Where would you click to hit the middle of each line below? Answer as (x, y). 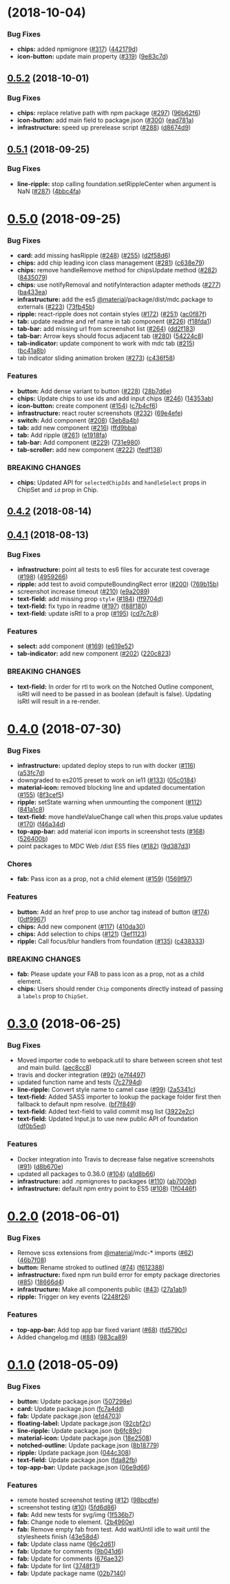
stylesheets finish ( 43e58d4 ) (58, 1537)
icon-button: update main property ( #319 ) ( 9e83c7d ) (93, 57)
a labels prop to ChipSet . (52, 996)
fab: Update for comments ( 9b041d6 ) (70, 1552)
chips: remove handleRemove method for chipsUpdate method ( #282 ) (117, 270)
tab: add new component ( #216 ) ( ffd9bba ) (77, 427)
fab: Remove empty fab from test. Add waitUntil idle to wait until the (113, 1530)
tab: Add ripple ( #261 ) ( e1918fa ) (62, 435)
